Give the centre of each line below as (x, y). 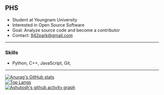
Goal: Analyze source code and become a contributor (66, 30)
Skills (12, 52)
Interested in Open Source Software (48, 25)
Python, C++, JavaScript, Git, (41, 63)
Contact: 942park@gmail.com (42, 35)
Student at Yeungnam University (45, 19)
